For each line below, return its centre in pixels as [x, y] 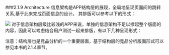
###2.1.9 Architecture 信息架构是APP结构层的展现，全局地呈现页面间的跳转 [83, 7]
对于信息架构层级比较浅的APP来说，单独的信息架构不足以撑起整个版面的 [86, 24]
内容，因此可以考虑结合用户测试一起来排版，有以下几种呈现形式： [73, 30]
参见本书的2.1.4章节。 [28, 47]
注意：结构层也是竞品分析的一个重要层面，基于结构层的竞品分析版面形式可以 [84, 41]
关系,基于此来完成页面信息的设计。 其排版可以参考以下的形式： [70, 13]
